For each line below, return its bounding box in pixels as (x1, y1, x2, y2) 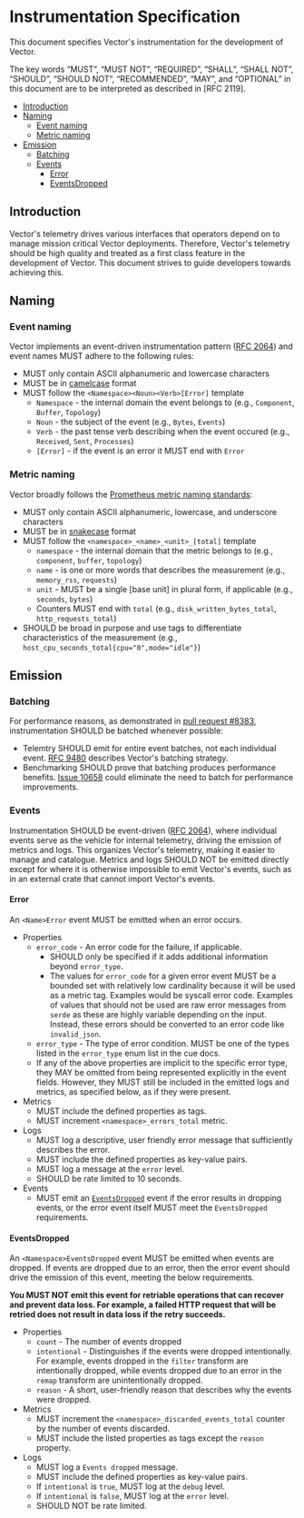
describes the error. (35, 1144, 111, 1155)
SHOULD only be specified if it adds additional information (49, 951, 269, 962)
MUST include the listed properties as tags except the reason (35, 1433, 265, 1444)
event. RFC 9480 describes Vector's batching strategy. (22, 752, 229, 764)
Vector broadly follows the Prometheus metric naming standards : (9, 489, 253, 500)
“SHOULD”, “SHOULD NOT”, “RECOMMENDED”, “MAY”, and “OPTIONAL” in (9, 73, 291, 84)
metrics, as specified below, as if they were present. (35, 1086, 231, 1096)
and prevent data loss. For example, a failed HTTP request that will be (9, 1299, 277, 1310)
